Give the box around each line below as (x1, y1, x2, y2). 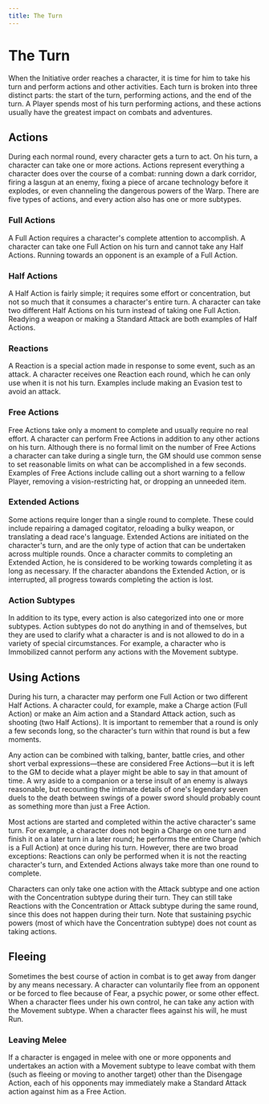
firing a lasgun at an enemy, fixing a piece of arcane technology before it (8, 178, 249, 187)
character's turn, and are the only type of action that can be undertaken (8, 540, 247, 550)
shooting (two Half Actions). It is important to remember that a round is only (8, 717, 259, 727)
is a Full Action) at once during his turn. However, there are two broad (8, 842, 238, 852)
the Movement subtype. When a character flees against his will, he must (8, 1005, 247, 1015)
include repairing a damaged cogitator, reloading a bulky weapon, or (8, 523, 234, 533)
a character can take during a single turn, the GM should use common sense (8, 451, 262, 460)
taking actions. (8, 926, 58, 936)
